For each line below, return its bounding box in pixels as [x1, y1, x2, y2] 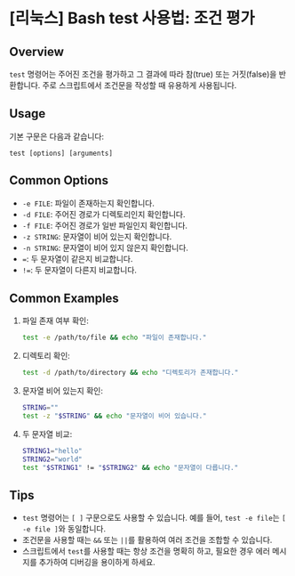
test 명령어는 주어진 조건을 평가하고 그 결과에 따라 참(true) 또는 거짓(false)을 [9, 69, 277, 79]
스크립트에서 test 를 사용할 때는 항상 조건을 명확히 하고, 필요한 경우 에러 [21, 546, 271, 556]
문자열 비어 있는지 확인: [21, 385, 104, 396]
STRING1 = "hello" [21, 446, 83, 455]
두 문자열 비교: [21, 428, 73, 439]
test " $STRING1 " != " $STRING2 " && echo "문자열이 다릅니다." [21, 463, 239, 472]
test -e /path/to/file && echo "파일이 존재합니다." [21, 333, 207, 343]
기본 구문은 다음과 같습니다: [9, 131, 105, 142]
